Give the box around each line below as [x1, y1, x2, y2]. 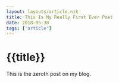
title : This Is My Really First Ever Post [6, 14, 113, 20]
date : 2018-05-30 [6, 20, 49, 25]
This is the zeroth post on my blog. [6, 71, 91, 78]
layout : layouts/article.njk [6, 8, 79, 15]
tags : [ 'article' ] [6, 25, 52, 31]
